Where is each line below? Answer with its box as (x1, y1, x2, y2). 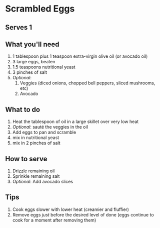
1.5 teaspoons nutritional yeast (12, 64, 76, 70)
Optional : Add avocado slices (12, 179, 73, 185)
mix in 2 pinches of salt (12, 140, 61, 146)
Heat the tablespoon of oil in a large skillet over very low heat (12, 119, 139, 125)
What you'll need (5, 40, 59, 48)
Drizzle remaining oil (12, 168, 55, 174)
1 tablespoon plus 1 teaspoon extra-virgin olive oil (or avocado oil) (12, 53, 148, 59)
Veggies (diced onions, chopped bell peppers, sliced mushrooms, (19, 80, 155, 86)
